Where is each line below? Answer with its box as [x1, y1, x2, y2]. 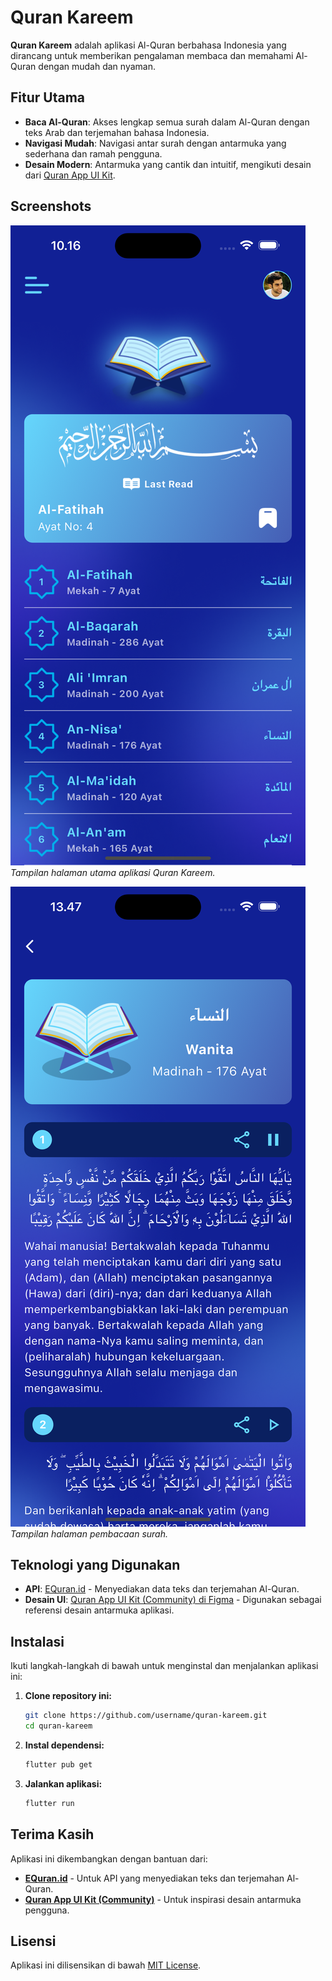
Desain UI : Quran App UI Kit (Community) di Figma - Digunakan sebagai [24, 1594, 322, 1606]
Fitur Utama [10, 89, 86, 106]
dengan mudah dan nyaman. [38, 60, 156, 72]
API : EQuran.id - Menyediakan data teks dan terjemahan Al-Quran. [24, 1583, 300, 1595]
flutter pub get [24, 1759, 93, 1770]
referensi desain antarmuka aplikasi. [24, 1604, 175, 1616]
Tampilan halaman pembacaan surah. [10, 1527, 169, 1540]
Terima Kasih [10, 1826, 95, 1843]
